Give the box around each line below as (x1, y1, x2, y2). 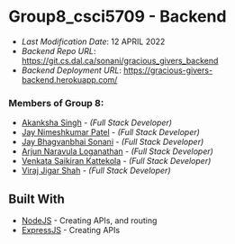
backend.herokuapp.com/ (21, 74, 118, 85)
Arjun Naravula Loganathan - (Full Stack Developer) (21, 146, 213, 157)
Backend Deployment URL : (21, 65, 122, 76)
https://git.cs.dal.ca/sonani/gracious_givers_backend (21, 55, 219, 66)
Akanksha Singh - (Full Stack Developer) (21, 117, 173, 128)
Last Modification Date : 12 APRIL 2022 (21, 36, 166, 47)
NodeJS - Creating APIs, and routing (21, 215, 158, 226)
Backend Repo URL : (21, 45, 96, 56)
